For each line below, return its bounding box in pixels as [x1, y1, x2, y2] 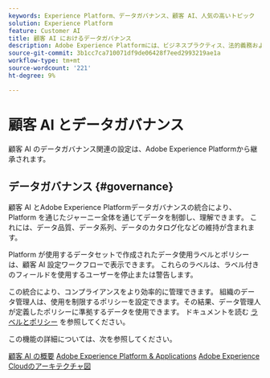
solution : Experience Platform [8, 19, 113, 27]
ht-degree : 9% [8, 72, 56, 80]
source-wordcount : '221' [8, 64, 92, 72]
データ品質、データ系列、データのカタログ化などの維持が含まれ [35, 223, 247, 232]
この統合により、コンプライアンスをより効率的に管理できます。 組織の [8, 287, 241, 297]
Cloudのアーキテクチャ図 [8, 361, 91, 371]
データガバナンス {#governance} [8, 179, 174, 193]
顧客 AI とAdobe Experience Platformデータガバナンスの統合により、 [8, 203, 236, 212]
